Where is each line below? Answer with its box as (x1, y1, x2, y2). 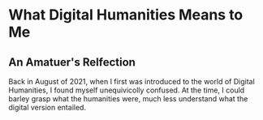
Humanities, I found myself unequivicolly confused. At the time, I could (8, 85, 245, 95)
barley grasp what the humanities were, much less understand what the (8, 94, 248, 103)
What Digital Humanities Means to (8, 6, 244, 24)
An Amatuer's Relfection (8, 55, 136, 69)
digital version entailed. (8, 103, 87, 112)
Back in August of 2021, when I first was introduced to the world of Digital (8, 77, 256, 86)
